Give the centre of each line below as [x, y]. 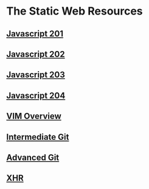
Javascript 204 [36, 95]
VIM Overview [34, 116]
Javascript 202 [36, 54]
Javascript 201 [35, 34]
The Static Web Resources [74, 11]
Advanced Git [33, 157]
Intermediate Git [38, 137]
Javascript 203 [36, 75]
